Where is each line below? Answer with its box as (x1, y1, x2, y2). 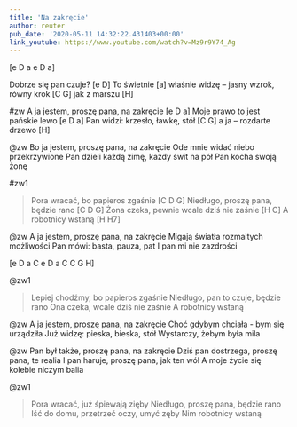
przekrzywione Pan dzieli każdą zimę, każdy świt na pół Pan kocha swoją (9, 152, 277, 162)
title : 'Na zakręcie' (9, 12, 90, 22)
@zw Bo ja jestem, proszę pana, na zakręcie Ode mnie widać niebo (9, 142, 255, 153)
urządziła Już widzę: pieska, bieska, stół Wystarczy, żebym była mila (9, 328, 261, 339)
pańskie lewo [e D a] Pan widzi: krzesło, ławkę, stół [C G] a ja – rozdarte (9, 115, 271, 126)
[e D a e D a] (9, 62, 55, 73)
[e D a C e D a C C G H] (9, 258, 95, 269)
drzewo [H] (9, 125, 51, 136)
